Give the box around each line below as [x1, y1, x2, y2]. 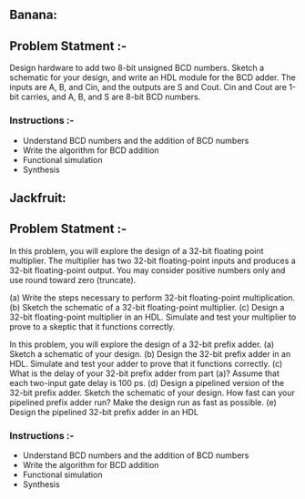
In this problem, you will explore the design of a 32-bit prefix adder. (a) [9, 339, 275, 350]
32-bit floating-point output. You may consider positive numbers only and [9, 264, 286, 276]
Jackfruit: [9, 190, 66, 206]
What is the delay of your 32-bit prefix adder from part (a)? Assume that [9, 368, 280, 379]
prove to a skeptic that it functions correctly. [9, 321, 176, 331]
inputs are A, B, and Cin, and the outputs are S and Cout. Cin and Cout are [9, 82, 287, 93]
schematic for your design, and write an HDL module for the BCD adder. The [9, 72, 296, 83]
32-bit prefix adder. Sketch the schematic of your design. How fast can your [9, 387, 296, 398]
